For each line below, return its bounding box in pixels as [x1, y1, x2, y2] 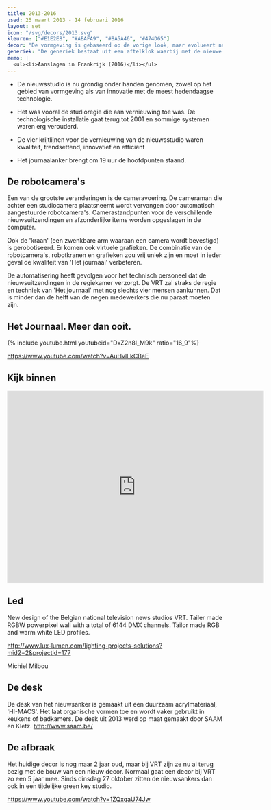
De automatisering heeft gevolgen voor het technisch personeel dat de [7, 271, 207, 280]
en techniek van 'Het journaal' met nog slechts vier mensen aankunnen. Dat [7, 286, 221, 295]
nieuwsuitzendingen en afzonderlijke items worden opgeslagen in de [7, 216, 201, 224]
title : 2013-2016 [7, 10, 57, 17]
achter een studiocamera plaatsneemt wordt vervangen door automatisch [7, 201, 215, 210]
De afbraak [7, 741, 55, 754]
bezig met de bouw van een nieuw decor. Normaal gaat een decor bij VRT [7, 767, 216, 775]
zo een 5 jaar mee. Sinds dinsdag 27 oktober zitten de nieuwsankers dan [7, 774, 213, 783]
